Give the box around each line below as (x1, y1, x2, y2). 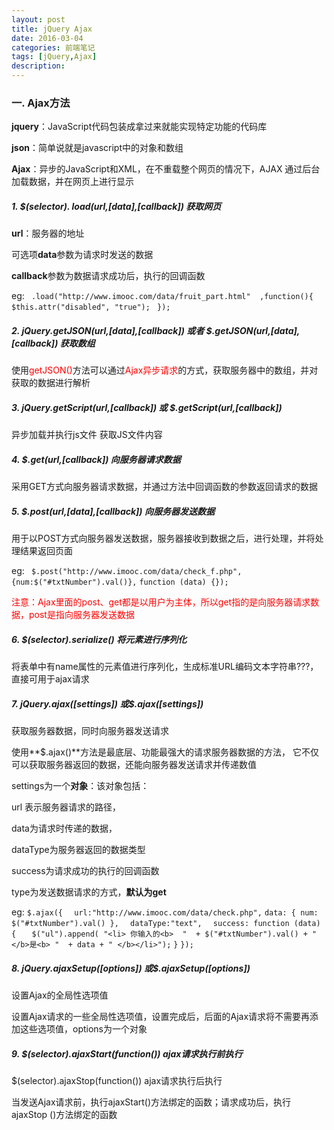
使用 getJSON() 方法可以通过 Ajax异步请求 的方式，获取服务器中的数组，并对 (11, 364, 319, 376)
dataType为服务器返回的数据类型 (11, 844, 146, 856)
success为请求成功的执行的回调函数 (11, 865, 160, 877)
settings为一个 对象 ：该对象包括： (11, 780, 150, 792)
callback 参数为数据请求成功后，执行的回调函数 (11, 270, 206, 282)
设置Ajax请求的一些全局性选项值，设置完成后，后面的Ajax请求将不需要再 (11, 1011, 311, 1023)
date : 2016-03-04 (11, 33, 84, 43)
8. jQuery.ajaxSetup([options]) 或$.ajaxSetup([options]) (11, 962, 251, 974)
